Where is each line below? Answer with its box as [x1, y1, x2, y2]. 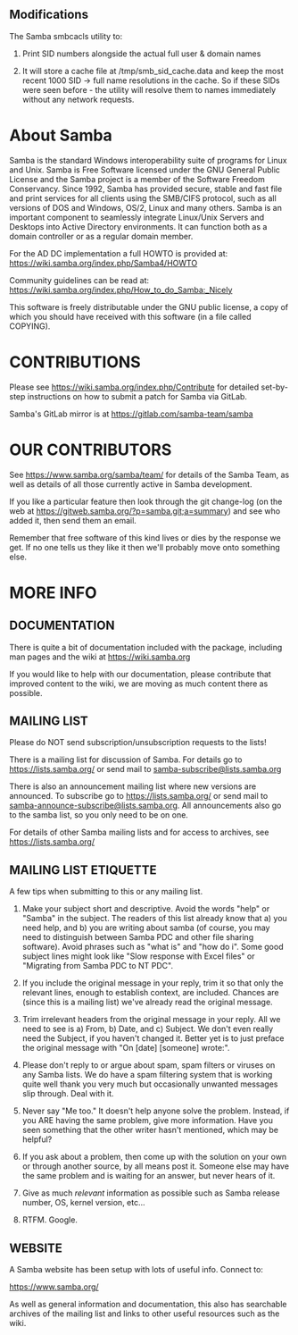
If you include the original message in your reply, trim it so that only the [21, 978, 284, 988]
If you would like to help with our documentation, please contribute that [9, 668, 272, 679]
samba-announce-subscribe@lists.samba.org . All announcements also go [9, 800, 282, 811]
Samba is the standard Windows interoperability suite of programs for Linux [9, 155, 287, 165]
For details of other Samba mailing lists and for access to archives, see [9, 827, 269, 838]
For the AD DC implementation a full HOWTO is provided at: [9, 248, 228, 258]
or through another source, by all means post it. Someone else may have [21, 1161, 290, 1171]
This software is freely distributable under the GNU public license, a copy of [9, 301, 288, 312]
